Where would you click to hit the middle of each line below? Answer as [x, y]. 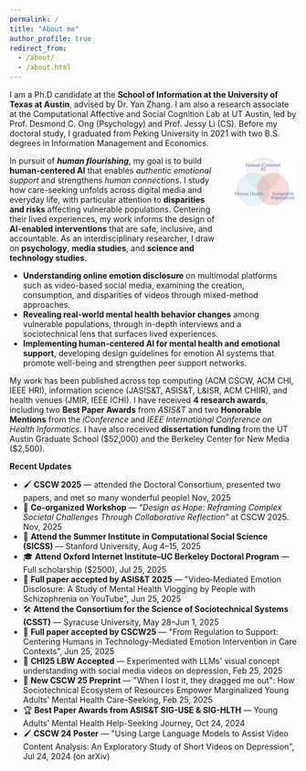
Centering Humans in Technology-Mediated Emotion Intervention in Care [159, 641]
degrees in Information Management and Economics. [109, 143]
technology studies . [48, 258]
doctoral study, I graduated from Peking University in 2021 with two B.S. [145, 133]
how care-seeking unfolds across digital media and [106, 190]
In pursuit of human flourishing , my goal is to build [106, 161]
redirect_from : [38, 48]
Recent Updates [41, 466]
